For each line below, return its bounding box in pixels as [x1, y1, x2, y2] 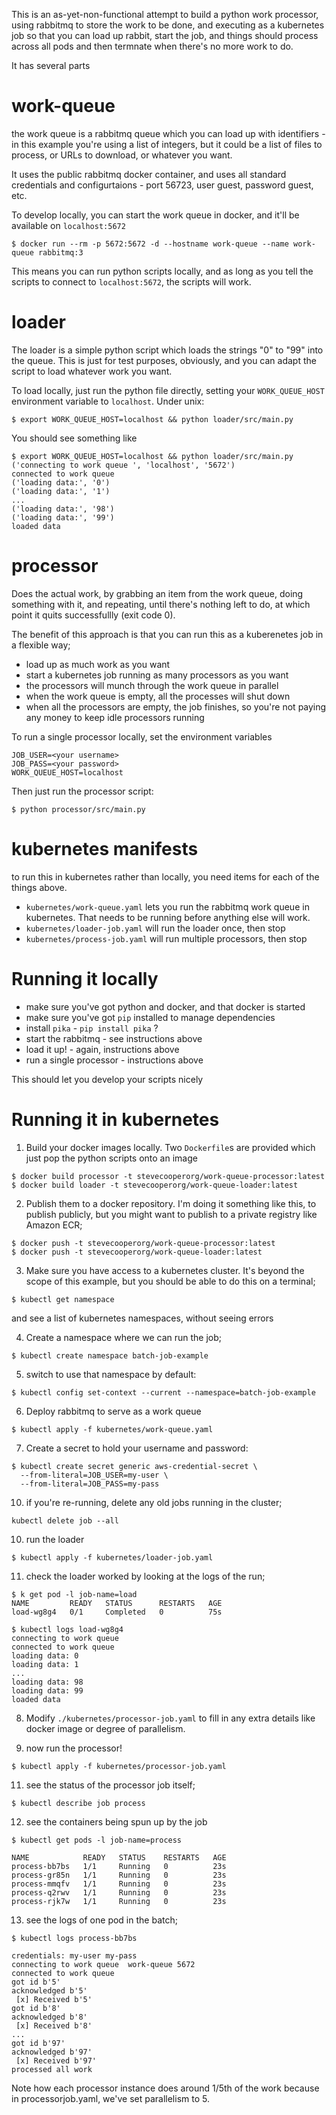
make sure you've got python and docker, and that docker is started [25, 1000, 306, 1013]
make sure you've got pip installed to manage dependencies [25, 1011, 276, 1023]
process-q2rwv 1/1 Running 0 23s [11, 1887, 227, 1898]
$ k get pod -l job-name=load [11, 1589, 138, 1599]
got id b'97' [11, 2038, 66, 2048]
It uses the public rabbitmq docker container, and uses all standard [11, 168, 287, 180]
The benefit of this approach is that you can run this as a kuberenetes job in [11, 628, 324, 640]
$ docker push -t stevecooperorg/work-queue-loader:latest [11, 1247, 263, 1257]
